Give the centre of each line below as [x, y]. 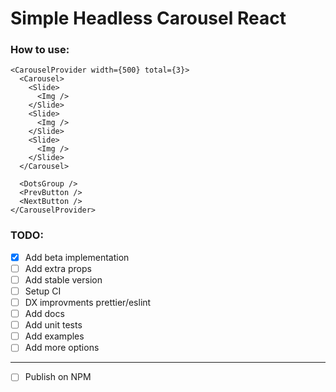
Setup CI [43, 291]
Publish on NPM [58, 377]
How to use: [40, 50]
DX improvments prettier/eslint [88, 303]
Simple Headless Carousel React [148, 18]
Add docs [44, 314]
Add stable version [63, 279]
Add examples [54, 336]
